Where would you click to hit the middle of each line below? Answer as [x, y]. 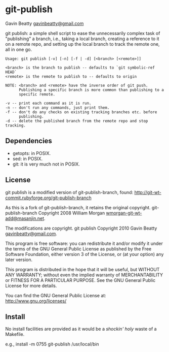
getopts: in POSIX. [32, 153]
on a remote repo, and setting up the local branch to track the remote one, [82, 44]
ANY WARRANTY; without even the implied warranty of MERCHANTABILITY [84, 275]
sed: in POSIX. [28, 158]
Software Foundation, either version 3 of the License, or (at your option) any [85, 254]
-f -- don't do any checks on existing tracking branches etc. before [81, 112]
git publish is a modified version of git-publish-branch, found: [69, 192]
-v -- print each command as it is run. [49, 103]
